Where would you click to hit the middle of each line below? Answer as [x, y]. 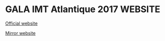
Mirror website [20, 33]
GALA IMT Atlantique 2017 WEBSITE [83, 9]
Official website [22, 23]
